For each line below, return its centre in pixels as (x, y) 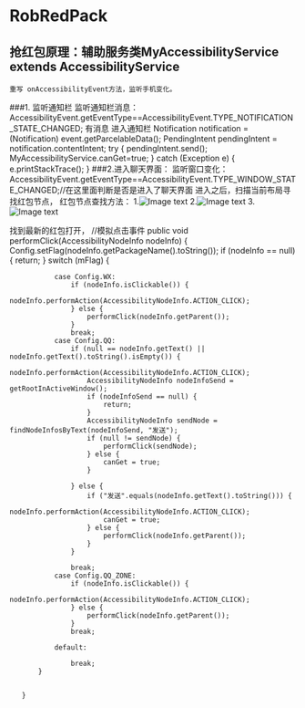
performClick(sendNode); (150, 446)
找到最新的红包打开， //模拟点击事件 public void (99, 230)
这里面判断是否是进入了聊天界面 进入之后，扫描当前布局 (178, 190)
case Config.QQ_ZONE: (95, 576)
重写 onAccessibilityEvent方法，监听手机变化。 (93, 89)
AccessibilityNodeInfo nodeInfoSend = (160, 380)
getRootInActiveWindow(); (58, 389)
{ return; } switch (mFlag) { (60, 260)
